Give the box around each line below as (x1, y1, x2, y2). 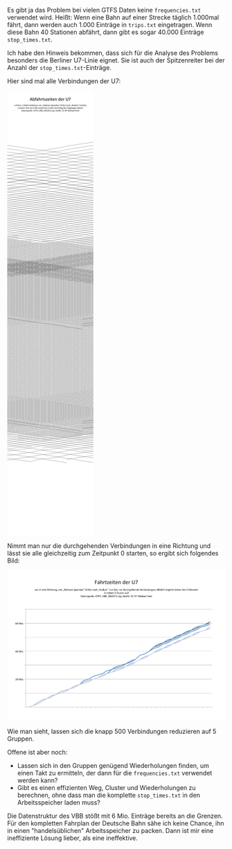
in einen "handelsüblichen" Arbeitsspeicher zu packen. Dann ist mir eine (7, 827, 214, 835)
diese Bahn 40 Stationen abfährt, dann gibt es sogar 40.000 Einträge (7, 28, 204, 36)
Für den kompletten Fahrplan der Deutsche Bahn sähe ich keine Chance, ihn (7, 819, 224, 827)
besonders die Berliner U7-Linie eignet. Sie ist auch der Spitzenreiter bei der (7, 56, 225, 65)
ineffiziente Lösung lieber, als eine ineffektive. (7, 834, 139, 842)
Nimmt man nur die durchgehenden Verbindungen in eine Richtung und (7, 542, 211, 550)
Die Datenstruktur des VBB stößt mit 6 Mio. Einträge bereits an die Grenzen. (7, 812, 223, 821)
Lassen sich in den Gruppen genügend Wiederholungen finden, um (17, 762, 210, 770)
